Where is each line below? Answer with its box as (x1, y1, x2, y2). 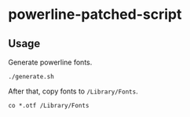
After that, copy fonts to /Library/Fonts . (8, 86, 139, 96)
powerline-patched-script (8, 5, 182, 24)
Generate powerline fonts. (8, 57, 93, 67)
